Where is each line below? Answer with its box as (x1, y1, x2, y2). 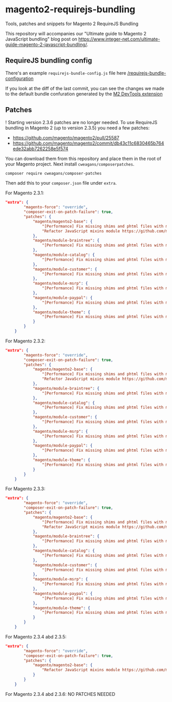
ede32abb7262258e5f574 (12, 145, 69, 152)
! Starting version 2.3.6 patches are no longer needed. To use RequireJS (5, 119, 158, 125)
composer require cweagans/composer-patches (5, 171, 102, 176)
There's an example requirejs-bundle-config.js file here (5, 70, 126, 76)
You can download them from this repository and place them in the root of (5, 155, 161, 162)
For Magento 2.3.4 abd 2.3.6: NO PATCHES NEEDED (5, 691, 116, 697)
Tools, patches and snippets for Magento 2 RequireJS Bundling (5, 21, 139, 27)
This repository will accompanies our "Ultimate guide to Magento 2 (5, 30, 147, 36)
